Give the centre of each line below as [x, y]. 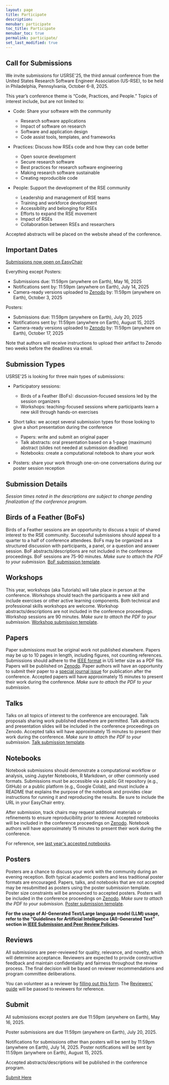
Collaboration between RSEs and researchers [68, 224]
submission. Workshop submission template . [52, 622]
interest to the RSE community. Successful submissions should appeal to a [83, 535]
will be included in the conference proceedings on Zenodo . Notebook [78, 823]
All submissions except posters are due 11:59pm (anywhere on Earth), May [83, 1017]
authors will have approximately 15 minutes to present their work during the [84, 829]
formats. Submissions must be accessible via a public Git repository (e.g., [82, 781]
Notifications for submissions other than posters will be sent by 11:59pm [80, 1042]
